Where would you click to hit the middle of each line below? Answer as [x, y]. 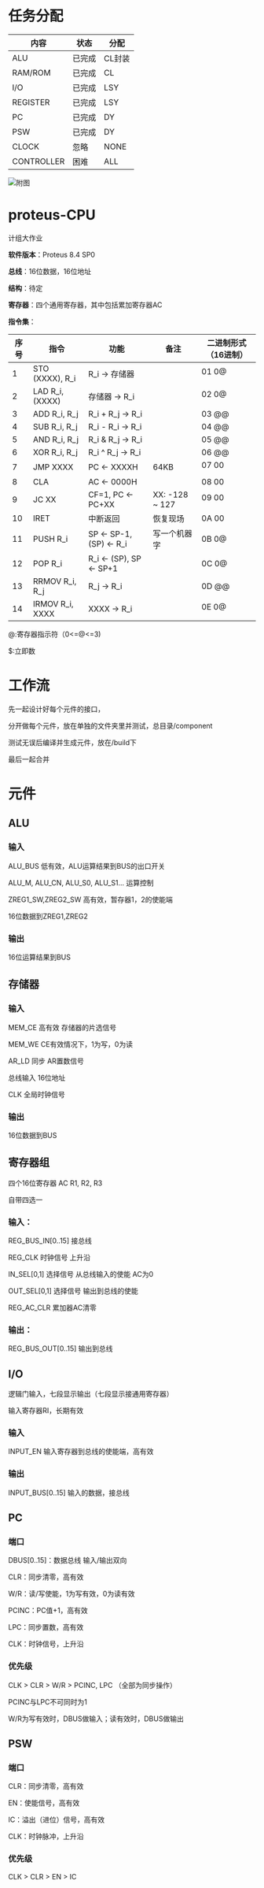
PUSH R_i [50, 539]
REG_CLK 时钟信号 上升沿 [49, 1258]
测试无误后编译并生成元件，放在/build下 [73, 742]
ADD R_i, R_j [55, 414]
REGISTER [31, 102]
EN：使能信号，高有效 [44, 1803]
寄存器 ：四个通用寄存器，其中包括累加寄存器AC [85, 305]
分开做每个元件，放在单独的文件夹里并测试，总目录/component [110, 725]
